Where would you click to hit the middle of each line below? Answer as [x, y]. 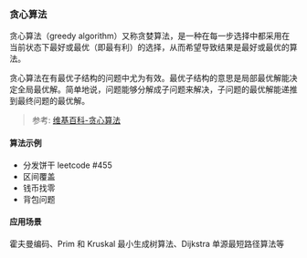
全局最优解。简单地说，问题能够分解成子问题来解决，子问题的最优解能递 [153, 89]
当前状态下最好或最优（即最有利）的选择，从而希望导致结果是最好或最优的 [149, 47]
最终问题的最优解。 [53, 101]
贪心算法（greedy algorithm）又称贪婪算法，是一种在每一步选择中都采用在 [150, 36]
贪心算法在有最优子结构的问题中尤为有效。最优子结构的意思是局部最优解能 [149, 78]
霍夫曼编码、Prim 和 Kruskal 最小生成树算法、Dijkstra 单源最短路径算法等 [147, 243]
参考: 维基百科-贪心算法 [76, 120]
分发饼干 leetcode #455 [67, 165]
